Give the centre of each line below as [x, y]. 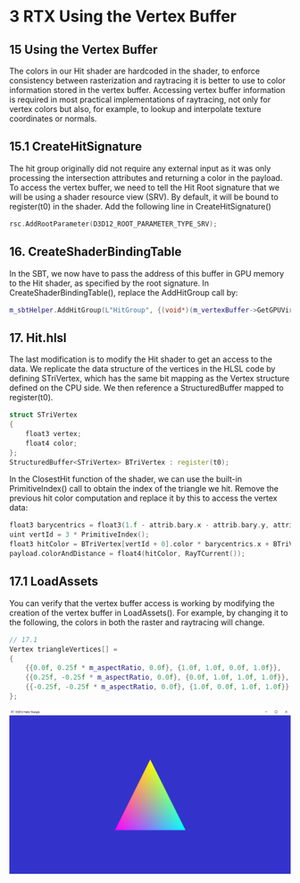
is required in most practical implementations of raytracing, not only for [140, 99]
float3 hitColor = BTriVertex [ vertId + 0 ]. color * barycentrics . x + [139, 544]
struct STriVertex [43, 415]
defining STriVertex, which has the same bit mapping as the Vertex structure [150, 379]
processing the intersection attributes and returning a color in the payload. [146, 177]
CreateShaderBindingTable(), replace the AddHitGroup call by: [124, 292]
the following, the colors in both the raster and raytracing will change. [137, 622]
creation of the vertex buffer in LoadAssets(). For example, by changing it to [149, 613]
